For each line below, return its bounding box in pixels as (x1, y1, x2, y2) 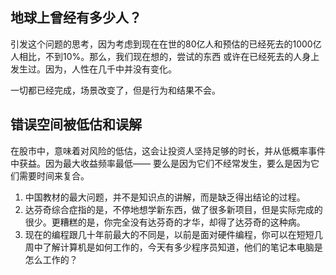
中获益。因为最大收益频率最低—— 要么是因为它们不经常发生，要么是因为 (10, 157, 311, 169)
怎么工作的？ (24, 253, 78, 265)
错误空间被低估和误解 (10, 116, 142, 133)
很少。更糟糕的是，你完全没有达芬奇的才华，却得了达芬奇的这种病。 (24, 216, 306, 228)
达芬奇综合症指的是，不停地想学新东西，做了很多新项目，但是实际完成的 (24, 203, 323, 215)
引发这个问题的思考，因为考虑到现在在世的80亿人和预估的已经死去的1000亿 (10, 38, 322, 50)
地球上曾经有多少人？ (10, 9, 142, 27)
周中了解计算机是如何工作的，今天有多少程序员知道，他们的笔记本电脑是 (24, 241, 323, 253)
